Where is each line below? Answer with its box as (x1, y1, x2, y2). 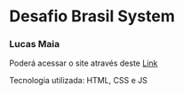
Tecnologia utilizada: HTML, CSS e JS (9, 75, 148, 86)
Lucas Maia (9, 38, 60, 51)
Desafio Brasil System (9, 6, 175, 27)
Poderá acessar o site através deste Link (9, 58, 158, 68)
